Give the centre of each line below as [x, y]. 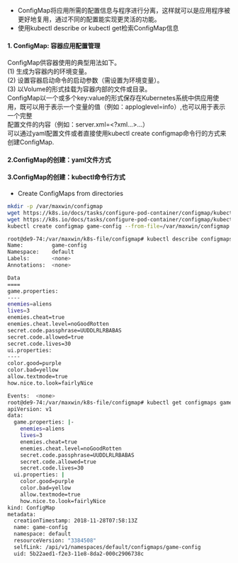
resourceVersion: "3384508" [55, 540]
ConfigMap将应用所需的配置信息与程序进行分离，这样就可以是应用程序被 [124, 10]
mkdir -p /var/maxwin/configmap [55, 207]
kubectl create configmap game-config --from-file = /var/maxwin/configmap [119, 226]
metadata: [22, 514]
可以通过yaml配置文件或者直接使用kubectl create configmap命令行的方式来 [117, 134]
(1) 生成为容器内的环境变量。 [49, 71]
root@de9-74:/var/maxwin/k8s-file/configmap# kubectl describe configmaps [120, 239]
